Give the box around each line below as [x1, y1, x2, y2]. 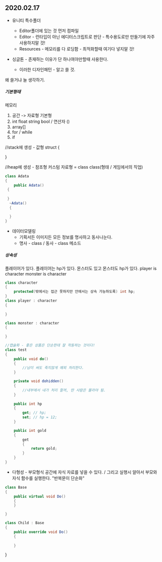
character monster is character [5, 271, 67, 276]
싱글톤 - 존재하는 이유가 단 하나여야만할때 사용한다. [12, 56, 109, 62]
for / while [12, 129, 32, 135]
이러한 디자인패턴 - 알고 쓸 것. [19, 67, 76, 72]
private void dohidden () [14, 379, 64, 384]
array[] [12, 124, 26, 130]
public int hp [14, 401, 42, 406]
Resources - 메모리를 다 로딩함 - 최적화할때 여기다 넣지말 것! [19, 46, 134, 51]
